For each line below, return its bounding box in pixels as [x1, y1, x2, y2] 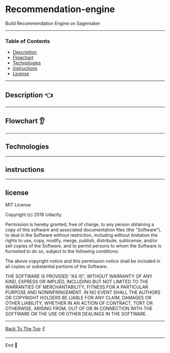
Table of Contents [5, 37, 51, 45]
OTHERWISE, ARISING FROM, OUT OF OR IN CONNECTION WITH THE [5, 305, 153, 312]
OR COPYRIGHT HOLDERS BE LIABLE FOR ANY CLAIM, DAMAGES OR [5, 295, 152, 301]
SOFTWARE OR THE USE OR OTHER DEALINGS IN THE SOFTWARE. [5, 311, 147, 317]
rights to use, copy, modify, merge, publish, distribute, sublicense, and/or [5, 238, 158, 244]
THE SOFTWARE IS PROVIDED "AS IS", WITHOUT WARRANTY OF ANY [5, 273, 153, 279]
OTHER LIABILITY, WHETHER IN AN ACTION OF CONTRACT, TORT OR [5, 300, 153, 306]
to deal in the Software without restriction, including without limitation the [5, 232, 158, 238]
